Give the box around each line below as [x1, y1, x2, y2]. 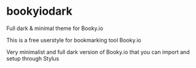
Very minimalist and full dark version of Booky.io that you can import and [6, 48, 190, 56]
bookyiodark [6, 4, 73, 18]
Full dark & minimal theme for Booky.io [6, 25, 104, 32]
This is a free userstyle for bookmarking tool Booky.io [6, 36, 141, 43]
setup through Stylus [6, 55, 59, 62]
